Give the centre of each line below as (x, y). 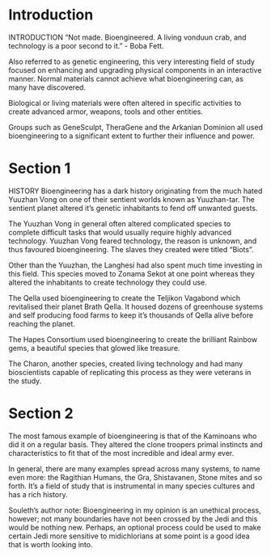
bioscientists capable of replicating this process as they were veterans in (130, 372)
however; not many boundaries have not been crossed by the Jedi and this (133, 518)
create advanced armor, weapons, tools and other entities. (106, 112)
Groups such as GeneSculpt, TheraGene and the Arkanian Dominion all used (135, 127)
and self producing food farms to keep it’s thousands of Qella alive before (131, 315)
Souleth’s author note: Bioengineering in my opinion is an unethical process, (135, 510)
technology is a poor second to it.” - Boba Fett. (86, 45)
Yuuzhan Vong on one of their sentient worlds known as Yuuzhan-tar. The (131, 199)
